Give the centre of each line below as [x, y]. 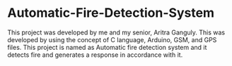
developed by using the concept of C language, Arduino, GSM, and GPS [112, 39]
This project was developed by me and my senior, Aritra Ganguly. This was [116, 32]
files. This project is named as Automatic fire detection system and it [107, 47]
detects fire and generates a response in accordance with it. [95, 55]
